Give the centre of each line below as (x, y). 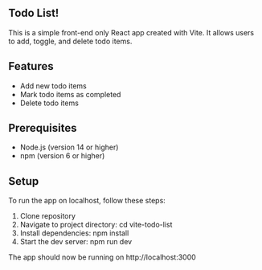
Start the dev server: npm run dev (76, 242)
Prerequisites (43, 128)
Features (31, 66)
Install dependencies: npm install (74, 233)
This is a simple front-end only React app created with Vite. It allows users (131, 32)
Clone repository (48, 216)
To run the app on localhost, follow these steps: (87, 201)
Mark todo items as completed (70, 94)
